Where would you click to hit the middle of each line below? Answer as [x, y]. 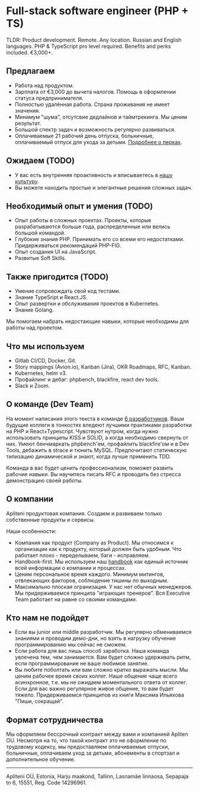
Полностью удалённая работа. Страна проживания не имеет [92, 104]
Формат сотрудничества [55, 720]
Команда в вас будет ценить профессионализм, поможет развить [90, 468]
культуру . [27, 181]
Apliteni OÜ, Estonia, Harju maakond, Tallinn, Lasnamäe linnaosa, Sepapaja [97, 777]
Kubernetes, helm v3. [41, 373]
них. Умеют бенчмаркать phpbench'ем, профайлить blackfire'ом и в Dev [98, 444]
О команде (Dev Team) [50, 404]
